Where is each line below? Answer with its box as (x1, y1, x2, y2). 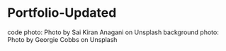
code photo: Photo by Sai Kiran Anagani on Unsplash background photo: (7, 28, 220, 36)
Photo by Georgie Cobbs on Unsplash (7, 35, 118, 43)
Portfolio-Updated (7, 5, 117, 21)
